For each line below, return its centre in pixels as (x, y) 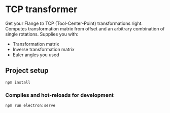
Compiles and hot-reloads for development (60, 95)
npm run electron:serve (30, 106)
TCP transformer (41, 9)
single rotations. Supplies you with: (42, 34)
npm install (18, 82)
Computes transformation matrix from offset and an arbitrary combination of (85, 28)
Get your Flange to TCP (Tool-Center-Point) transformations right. (74, 23)
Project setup (27, 71)
